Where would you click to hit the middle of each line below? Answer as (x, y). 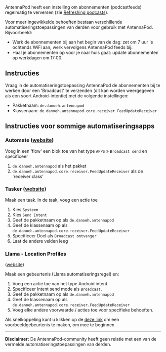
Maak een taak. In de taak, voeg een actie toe (51, 200)
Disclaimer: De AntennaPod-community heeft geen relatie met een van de (81, 339)
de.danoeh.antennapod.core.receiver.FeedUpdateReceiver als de (78, 171)
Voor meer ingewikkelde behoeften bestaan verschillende (64, 22)
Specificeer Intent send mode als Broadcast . (57, 289)
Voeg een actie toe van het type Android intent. (60, 284)
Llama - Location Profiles (36, 254)
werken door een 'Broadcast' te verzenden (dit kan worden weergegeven (80, 90)
